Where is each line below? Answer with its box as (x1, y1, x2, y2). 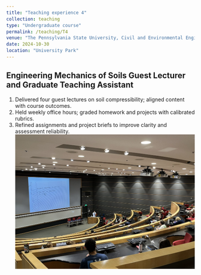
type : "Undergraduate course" (6, 22, 82, 28)
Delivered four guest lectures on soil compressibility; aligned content (14, 96, 185, 103)
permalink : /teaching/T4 (6, 29, 68, 35)
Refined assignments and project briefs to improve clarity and (14, 121, 167, 128)
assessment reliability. (14, 128, 70, 135)
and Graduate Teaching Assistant (6, 80, 134, 90)
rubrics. (14, 114, 35, 122)
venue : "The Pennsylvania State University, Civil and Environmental (6, 35, 184, 41)
